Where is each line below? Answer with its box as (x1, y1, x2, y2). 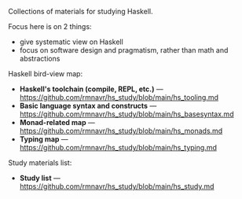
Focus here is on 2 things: (8, 22, 92, 31)
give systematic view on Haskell (19, 37, 123, 46)
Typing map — (19, 135, 68, 144)
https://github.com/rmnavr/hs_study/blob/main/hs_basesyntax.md (19, 109, 234, 119)
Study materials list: (8, 158, 72, 168)
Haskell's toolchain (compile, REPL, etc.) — (19, 84, 163, 94)
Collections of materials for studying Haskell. (8, 7, 153, 16)
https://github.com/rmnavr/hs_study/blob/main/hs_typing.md (19, 143, 218, 152)
